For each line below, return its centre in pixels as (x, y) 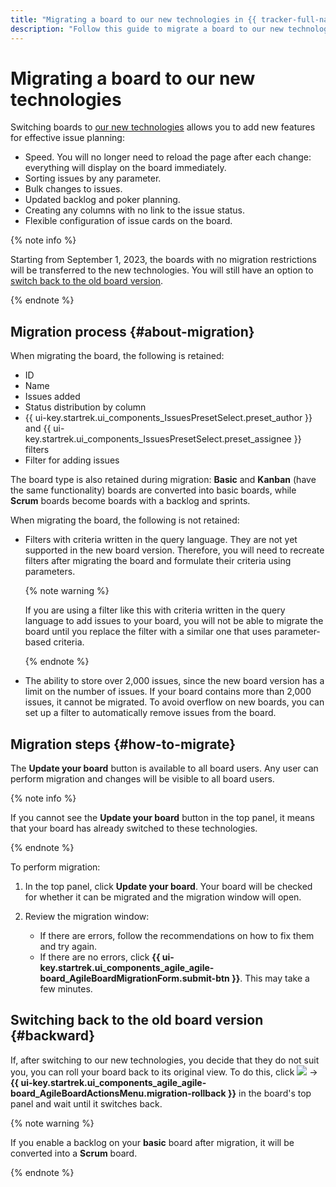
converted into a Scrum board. (74, 1153)
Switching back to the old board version (137, 1020)
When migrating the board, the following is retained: (117, 356)
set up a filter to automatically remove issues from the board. (150, 713)
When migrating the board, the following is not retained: (125, 520)
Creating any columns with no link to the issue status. (135, 210)
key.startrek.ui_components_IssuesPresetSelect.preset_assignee (158, 439)
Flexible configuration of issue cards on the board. (128, 221)
